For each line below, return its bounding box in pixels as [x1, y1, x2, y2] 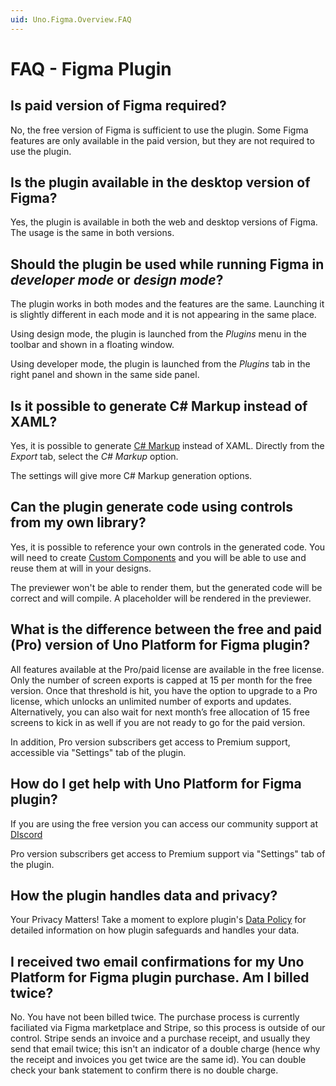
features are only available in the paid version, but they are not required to [10, 134, 315, 146]
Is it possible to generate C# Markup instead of [10, 397, 308, 415]
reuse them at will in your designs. [10, 562, 152, 574]
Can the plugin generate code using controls [10, 499, 294, 516]
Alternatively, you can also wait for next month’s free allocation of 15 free [10, 706, 310, 718]
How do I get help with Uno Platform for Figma [10, 776, 302, 793]
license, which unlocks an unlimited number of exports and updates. [10, 695, 292, 707]
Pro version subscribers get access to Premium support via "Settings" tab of [10, 847, 326, 860]
